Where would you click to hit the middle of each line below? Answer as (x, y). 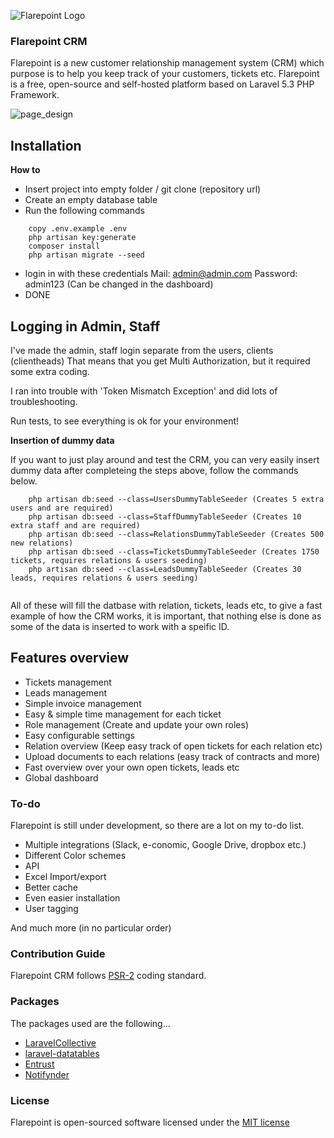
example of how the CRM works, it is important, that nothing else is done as (166, 616)
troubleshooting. (44, 401)
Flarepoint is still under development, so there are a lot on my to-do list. (157, 826)
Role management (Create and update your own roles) (137, 724)
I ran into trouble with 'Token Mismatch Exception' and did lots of (144, 391)
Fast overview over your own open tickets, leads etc (132, 767)
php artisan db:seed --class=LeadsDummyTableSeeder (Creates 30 (165, 569)
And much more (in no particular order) (91, 928)
